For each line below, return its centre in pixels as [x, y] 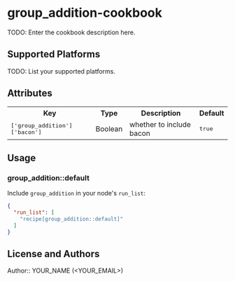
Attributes [30, 94]
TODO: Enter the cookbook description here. [71, 32]
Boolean [109, 129]
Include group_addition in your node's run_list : [76, 193]
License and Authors [54, 254]
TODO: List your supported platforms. [62, 71]
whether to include [160, 124]
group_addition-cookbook [85, 13]
